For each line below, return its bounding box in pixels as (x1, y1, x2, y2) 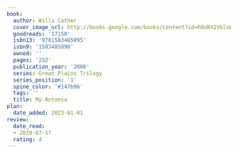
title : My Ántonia (13, 97, 68, 104)
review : (6, 116, 30, 123)
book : (6, 10, 23, 18)
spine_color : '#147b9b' (13, 83, 83, 90)
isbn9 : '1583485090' (13, 43, 74, 50)
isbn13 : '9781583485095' (13, 37, 87, 44)
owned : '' (13, 50, 42, 57)
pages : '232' (13, 57, 52, 64)
